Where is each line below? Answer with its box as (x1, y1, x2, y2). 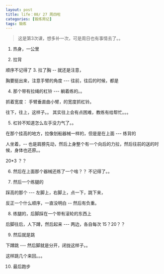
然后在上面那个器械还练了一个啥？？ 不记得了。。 (12, 169, 112, 175)
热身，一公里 (12, 46, 39, 52)
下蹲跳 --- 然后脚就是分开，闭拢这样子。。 (5, 242, 91, 249)
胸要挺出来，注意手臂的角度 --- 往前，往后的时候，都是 (5, 78, 119, 84)
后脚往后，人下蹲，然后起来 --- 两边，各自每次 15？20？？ (5, 221, 126, 227)
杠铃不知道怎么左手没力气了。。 (12, 120, 77, 126)
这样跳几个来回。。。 (5, 253, 45, 259)
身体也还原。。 (14, 147, 43, 153)
